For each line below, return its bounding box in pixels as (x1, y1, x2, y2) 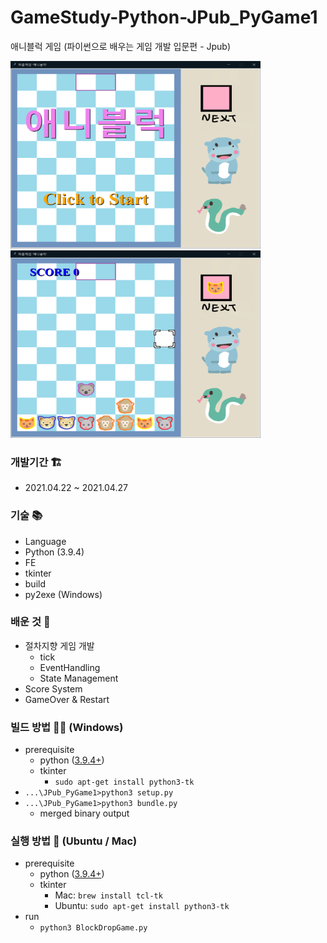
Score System (24, 682, 83, 695)
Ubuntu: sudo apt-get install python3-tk (54, 900, 230, 912)
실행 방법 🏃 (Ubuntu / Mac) (10, 834, 138, 848)
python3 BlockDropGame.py (39, 923, 148, 933)
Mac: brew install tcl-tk (54, 889, 163, 901)
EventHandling (39, 661, 101, 673)
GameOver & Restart (24, 693, 110, 705)
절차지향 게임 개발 (24, 639, 95, 651)
